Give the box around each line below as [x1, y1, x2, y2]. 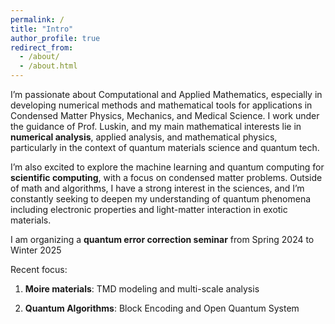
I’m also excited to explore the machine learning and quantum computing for [10, 161, 325, 173]
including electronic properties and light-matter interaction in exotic [10, 204, 288, 215]
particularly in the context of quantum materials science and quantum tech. [10, 142, 320, 153]
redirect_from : [10, 42, 74, 53]
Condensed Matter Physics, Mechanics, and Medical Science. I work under [10, 110, 320, 121]
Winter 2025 [10, 244, 62, 256]
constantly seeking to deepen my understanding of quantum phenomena [10, 193, 312, 205]
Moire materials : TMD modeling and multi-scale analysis [24, 283, 260, 295]
